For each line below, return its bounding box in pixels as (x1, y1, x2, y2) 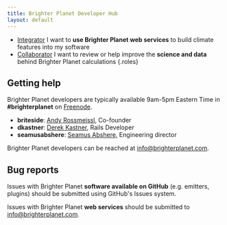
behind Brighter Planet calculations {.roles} (16, 57, 139, 65)
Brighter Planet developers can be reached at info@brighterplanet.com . (7, 144, 209, 152)
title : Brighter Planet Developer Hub (7, 10, 118, 17)
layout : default (7, 17, 53, 23)
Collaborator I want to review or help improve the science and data (16, 50, 207, 58)
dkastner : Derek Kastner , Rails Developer (16, 123, 135, 131)
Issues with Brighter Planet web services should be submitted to (7, 203, 190, 211)
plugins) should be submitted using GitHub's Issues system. (7, 190, 177, 198)
